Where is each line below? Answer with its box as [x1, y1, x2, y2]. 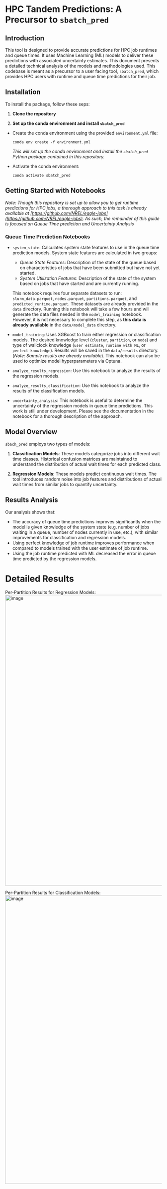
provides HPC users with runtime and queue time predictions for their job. [5, 74, 157, 79]
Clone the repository [12, 110, 56, 116]
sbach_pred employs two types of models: [5, 441, 91, 447]
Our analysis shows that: [5, 509, 56, 515]
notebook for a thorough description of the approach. [12, 413, 122, 419]
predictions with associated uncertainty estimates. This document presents [5, 58, 160, 63]
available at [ [5, 210, 32, 216]
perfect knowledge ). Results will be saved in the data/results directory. [12, 347, 159, 353]
